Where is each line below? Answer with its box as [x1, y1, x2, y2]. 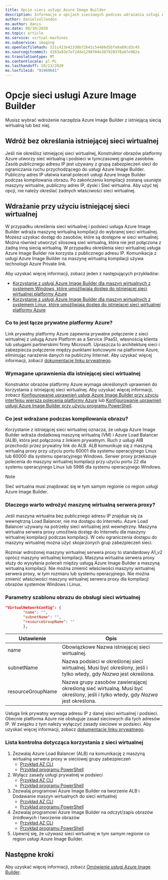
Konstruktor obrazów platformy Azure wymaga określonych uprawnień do [5, 381, 157, 387]
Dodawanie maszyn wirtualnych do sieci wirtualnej [12, 793, 117, 799]
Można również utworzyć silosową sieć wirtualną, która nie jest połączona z [5, 239, 161, 245]
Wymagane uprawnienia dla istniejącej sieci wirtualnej [5, 370, 141, 377]
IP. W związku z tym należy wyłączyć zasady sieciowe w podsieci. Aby [5, 721, 151, 727]
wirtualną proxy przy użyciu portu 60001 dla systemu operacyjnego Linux [5, 448, 156, 454]
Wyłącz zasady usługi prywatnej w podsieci [12, 772, 103, 778]
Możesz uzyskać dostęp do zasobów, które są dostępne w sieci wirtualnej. [5, 234, 159, 240]
